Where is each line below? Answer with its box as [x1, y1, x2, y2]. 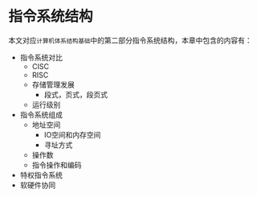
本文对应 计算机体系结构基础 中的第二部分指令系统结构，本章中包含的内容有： [8, 35, 253, 45]
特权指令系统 [19, 170, 63, 179]
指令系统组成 [19, 109, 63, 119]
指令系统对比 [19, 52, 63, 62]
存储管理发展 [31, 80, 75, 89]
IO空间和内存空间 [43, 129, 101, 139]
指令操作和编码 [31, 160, 82, 170]
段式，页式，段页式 [43, 89, 108, 99]
